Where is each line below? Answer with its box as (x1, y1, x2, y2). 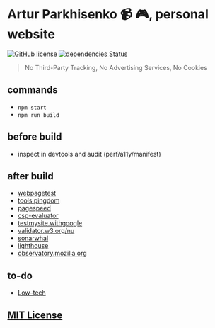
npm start (17, 104, 47, 111)
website (7, 26, 55, 43)
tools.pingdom (17, 196, 60, 205)
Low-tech (17, 288, 46, 297)
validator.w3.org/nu (17, 227, 75, 235)
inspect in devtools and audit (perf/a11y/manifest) (17, 149, 161, 158)
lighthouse (17, 242, 49, 250)
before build (7, 131, 62, 143)
